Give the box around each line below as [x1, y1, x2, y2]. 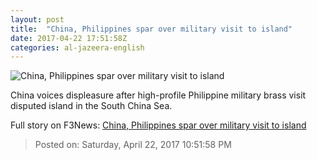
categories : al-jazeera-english [10, 42, 145, 53]
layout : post [10, 14, 65, 25]
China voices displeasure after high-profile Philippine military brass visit [10, 89, 307, 101]
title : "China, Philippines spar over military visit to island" [10, 24, 293, 34]
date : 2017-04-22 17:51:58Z [10, 33, 128, 43]
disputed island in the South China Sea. [10, 100, 173, 112]
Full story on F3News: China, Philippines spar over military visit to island [10, 119, 307, 131]
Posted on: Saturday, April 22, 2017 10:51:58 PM [34, 139, 232, 151]
